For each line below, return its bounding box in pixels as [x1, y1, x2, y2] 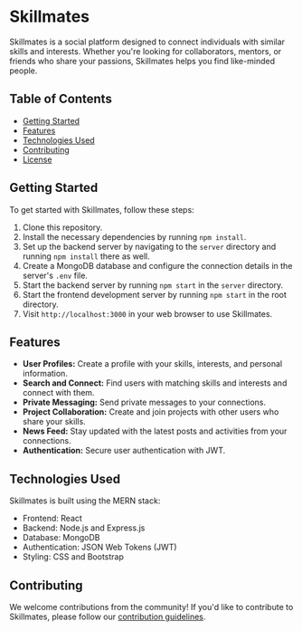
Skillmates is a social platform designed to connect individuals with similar [9, 36, 286, 47]
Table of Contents [9, 91, 113, 107]
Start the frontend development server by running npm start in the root [22, 289, 288, 300]
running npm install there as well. [22, 251, 151, 262]
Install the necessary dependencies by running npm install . [22, 231, 247, 242]
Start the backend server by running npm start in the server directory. [22, 279, 284, 291]
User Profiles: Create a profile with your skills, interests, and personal [22, 359, 283, 369]
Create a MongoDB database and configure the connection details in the [22, 260, 293, 271]
